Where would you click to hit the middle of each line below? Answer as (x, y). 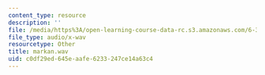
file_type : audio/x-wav (47, 37)
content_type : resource (47, 15)
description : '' (35, 23)
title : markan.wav (38, 52)
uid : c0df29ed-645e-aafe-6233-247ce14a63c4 (81, 59)
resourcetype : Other (42, 45)
